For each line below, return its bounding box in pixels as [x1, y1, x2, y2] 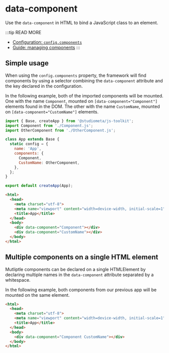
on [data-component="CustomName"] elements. [5, 108, 99, 114]
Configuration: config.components [12, 39, 82, 45]
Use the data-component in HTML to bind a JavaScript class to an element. [5, 20, 158, 26]
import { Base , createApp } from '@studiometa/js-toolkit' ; [5, 119, 134, 124]
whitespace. [5, 277, 31, 283]
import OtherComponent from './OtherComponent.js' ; [5, 128, 116, 133]
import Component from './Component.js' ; [5, 123, 94, 128]
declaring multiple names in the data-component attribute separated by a [5, 272, 154, 278]
